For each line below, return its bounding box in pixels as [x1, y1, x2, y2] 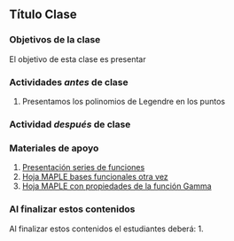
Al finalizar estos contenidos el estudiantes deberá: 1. [9, 223, 204, 234]
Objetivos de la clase [9, 34, 101, 46]
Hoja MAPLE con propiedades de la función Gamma [21, 181, 212, 191]
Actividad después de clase [9, 118, 131, 130]
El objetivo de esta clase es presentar [9, 53, 146, 65]
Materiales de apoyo [9, 142, 99, 154]
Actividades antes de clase [9, 75, 129, 88]
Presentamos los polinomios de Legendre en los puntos [21, 96, 226, 106]
